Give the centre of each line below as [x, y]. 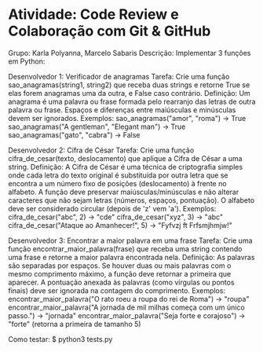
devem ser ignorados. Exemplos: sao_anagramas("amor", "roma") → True [127, 118]
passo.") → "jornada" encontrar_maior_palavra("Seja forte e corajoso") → [127, 315]
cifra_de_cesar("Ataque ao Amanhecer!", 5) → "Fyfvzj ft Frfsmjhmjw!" [121, 225]
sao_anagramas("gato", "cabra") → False [74, 134]
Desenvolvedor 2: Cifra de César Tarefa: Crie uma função [101, 150]
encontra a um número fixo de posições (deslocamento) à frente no [117, 183]
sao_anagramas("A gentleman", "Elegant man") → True [97, 126]
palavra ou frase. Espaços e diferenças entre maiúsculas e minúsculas [122, 110]
